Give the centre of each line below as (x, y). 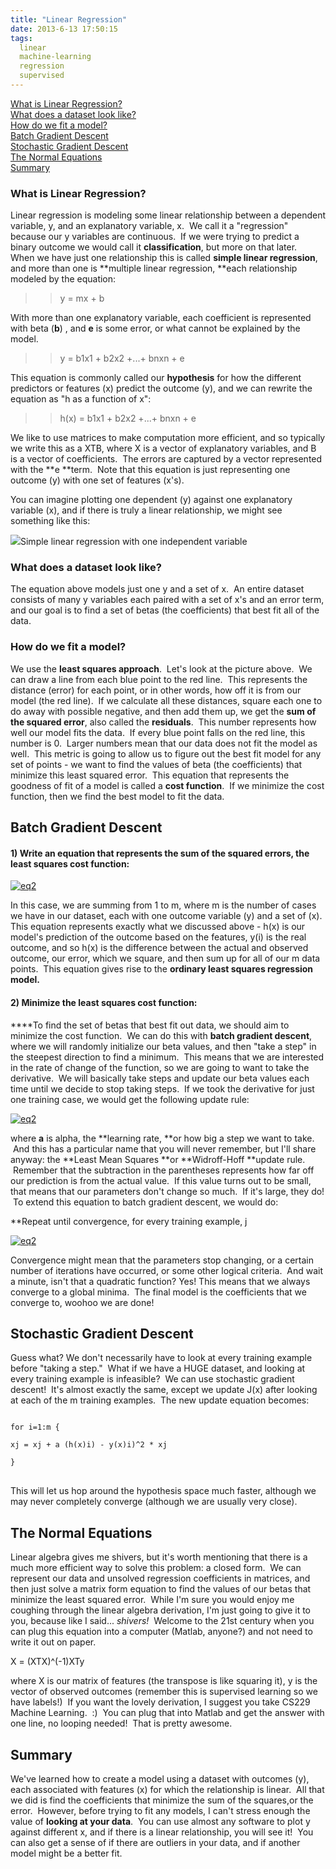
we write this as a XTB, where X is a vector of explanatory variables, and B (163, 448)
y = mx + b (82, 298)
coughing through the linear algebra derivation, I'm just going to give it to (161, 1610)
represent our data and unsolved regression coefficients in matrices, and (160, 1578)
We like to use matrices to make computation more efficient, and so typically (168, 438)
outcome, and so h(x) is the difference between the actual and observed (159, 948)
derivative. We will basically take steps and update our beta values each (160, 1078)
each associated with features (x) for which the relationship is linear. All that (167, 1789)
